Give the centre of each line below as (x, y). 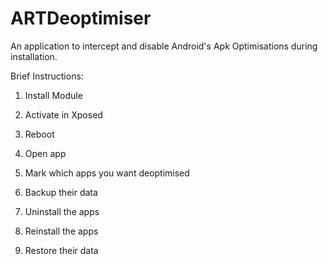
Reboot (39, 134)
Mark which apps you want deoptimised (107, 173)
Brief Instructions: (47, 76)
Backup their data (61, 192)
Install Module (53, 95)
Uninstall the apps (62, 211)
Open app (45, 153)
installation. (34, 56)
